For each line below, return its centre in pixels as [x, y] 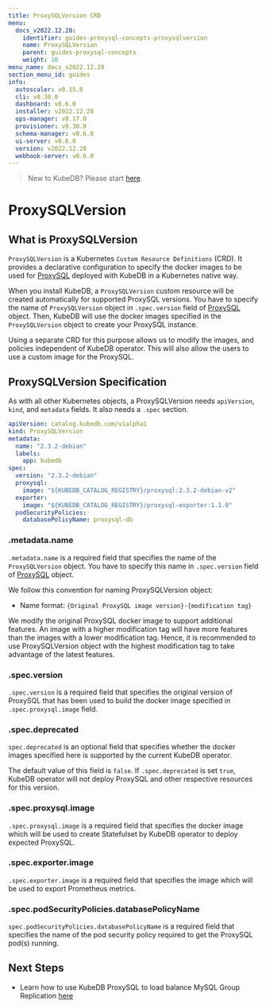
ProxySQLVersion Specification [87, 382]
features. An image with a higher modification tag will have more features [128, 629]
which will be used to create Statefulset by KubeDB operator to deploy [123, 833]
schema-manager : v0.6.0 [54, 133]
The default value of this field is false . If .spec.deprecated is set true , [122, 771]
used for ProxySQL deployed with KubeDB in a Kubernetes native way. [123, 275]
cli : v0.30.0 [37, 97]
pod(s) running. [34, 943]
